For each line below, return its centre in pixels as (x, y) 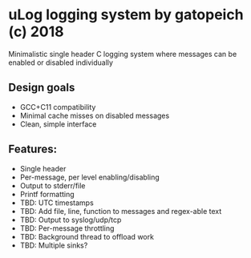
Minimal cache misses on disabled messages (95, 115)
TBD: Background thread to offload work (87, 236)
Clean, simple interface (58, 124)
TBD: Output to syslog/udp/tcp (71, 220)
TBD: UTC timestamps (57, 203)
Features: (33, 149)
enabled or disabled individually (61, 62)
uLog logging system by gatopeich (126, 15)
